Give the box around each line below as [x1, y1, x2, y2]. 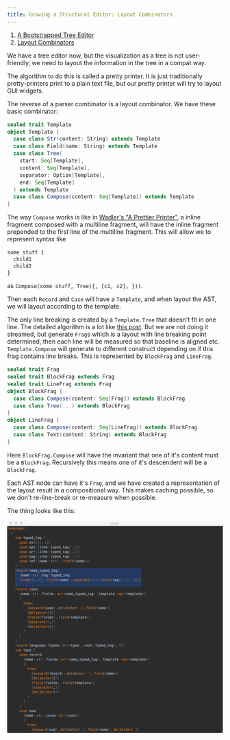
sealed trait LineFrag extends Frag [7, 381, 112, 387]
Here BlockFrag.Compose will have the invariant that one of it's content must [7, 451, 219, 459]
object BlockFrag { [7, 387, 63, 394]
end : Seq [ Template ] [19, 179, 75, 186]
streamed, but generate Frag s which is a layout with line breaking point [7, 330, 207, 339]
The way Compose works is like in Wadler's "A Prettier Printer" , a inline [7, 213, 201, 222]
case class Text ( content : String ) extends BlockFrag [13, 431, 167, 438]
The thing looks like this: [7, 506, 76, 514]
